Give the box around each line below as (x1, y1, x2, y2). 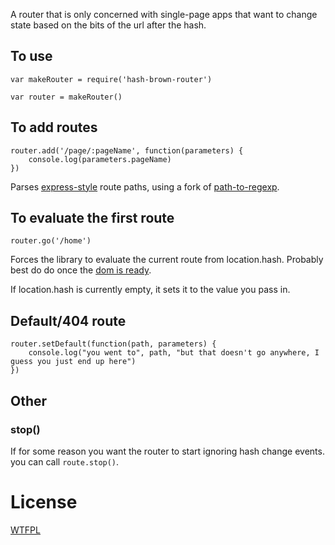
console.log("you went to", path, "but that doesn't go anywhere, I (28, 348, 320, 358)
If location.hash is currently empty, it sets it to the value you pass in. (10, 284, 291, 296)
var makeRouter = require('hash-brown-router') (10, 74, 213, 84)
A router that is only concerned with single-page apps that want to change (10, 9, 318, 20)
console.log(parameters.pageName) (28, 154, 172, 164)
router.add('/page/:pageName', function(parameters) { (10, 145, 244, 156)
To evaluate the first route (10, 210, 175, 227)
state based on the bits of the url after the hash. (10, 19, 207, 31)
